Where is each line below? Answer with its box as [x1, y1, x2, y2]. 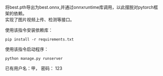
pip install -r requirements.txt [5, 37, 74, 42]
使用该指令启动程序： [5, 46, 48, 52]
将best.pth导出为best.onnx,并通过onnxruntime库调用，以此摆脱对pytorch [5, 4, 154, 10]
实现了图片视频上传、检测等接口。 [5, 17, 75, 22]
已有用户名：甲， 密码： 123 [5, 66, 63, 71]
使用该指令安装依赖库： [5, 27, 53, 33]
